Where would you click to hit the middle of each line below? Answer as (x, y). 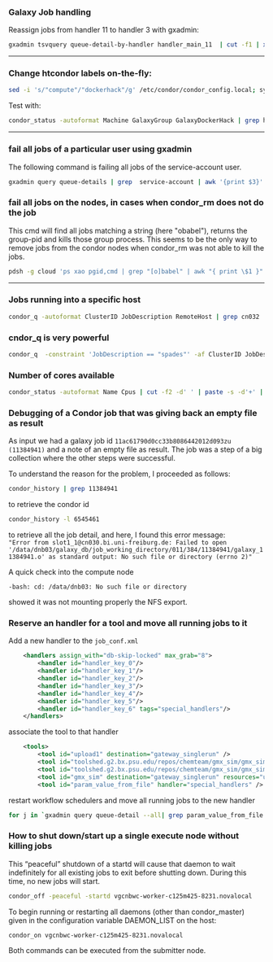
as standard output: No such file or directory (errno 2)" (150, 557)
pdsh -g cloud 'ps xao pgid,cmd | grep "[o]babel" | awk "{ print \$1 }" (136, 271)
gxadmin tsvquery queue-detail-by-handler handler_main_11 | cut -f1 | (134, 45)
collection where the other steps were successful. (92, 458)
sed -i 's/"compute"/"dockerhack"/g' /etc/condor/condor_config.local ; (132, 90)
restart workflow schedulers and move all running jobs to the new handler (132, 800)
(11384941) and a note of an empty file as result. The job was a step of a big (135, 449)
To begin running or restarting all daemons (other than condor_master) (127, 912)
